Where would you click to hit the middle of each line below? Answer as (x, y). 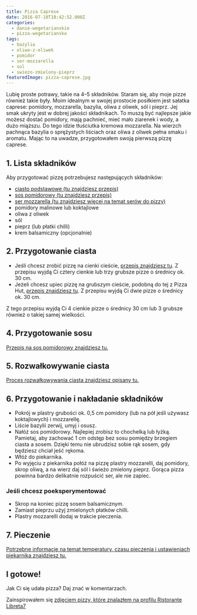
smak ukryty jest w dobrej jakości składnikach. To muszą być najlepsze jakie (99, 113)
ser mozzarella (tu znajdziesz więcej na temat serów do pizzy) (90, 201)
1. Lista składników (41, 163)
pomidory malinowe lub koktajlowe (56, 207)
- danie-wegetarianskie (40, 28)
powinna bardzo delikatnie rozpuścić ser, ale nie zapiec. (83, 476)
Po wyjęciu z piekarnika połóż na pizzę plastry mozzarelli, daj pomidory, (102, 463)
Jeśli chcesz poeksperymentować (56, 491)
